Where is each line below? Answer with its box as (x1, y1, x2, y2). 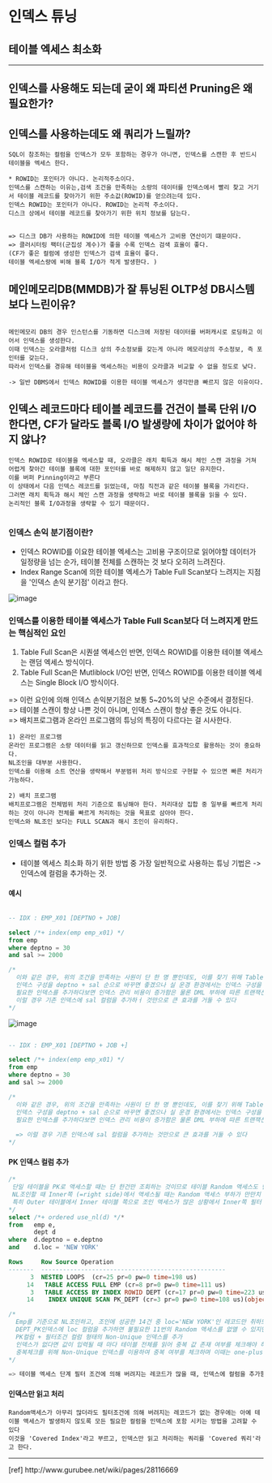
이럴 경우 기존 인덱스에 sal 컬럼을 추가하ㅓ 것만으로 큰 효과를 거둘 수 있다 (15, 996, 236, 1004)
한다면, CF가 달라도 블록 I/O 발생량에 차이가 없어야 (8, 417, 245, 431)
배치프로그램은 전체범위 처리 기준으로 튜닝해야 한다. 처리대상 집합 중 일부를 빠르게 (8, 800, 249, 808)
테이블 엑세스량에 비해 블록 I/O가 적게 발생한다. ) (8, 258, 158, 266)
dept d (33, 1228, 57, 1236)
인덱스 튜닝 (8, 7, 78, 26)
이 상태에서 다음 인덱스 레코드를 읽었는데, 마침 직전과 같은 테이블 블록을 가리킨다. (8, 482, 249, 490)
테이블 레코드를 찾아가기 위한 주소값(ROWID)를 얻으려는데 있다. (17, 192, 202, 200)
